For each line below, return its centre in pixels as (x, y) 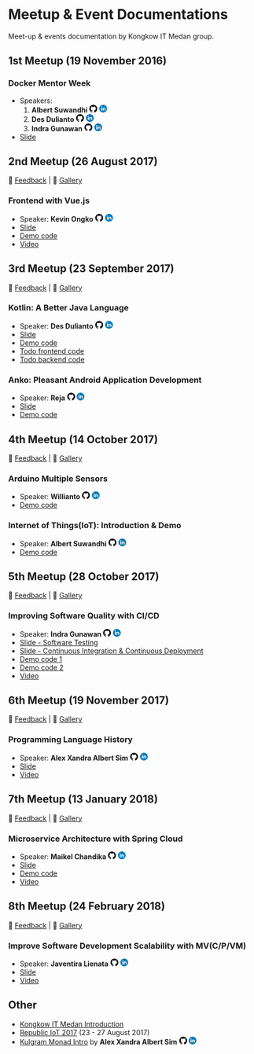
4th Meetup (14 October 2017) (83, 439)
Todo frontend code (52, 351)
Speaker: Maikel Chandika (63, 856)
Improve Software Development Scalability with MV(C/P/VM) (127, 946)
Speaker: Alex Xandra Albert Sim (74, 758)
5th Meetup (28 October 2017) (84, 577)
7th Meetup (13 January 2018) (83, 799)
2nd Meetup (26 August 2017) (83, 162)
